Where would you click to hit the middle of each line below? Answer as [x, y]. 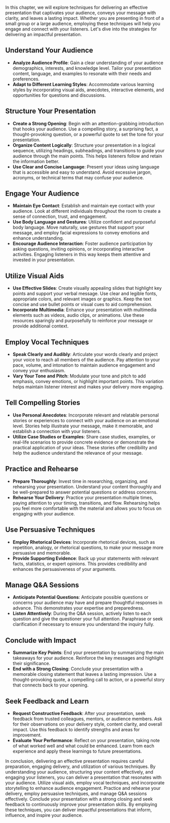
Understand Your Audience [49, 50]
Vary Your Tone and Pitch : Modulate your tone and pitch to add [79, 376]
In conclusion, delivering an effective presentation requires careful [75, 761]
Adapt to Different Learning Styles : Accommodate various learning [83, 84]
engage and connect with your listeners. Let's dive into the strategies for [81, 29]
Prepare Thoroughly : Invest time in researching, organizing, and [80, 481]
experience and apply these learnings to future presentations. [77, 751]
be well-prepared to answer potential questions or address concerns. [85, 492]
